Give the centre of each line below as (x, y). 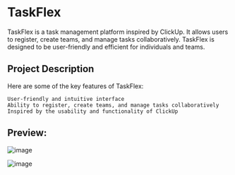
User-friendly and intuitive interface (66, 99)
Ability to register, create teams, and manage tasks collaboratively (113, 105)
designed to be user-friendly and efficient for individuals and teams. (106, 47)
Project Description (51, 69)
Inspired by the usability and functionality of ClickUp (93, 111)
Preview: (27, 133)
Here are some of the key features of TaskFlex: (76, 86)
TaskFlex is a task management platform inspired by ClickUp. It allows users (118, 32)
